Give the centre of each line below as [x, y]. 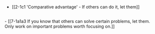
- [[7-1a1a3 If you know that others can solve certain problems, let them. [77, 21]
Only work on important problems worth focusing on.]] [60, 26]
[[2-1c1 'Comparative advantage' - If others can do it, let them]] [76, 7]
